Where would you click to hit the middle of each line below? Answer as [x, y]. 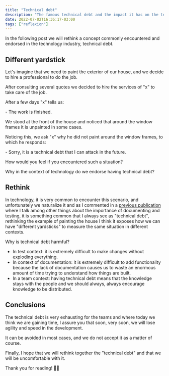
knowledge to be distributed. [42, 289]
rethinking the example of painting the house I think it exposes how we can [83, 221]
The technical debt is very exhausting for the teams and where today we [80, 317]
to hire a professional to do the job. [41, 77]
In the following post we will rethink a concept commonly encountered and [82, 38]
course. [13, 343]
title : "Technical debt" [31, 10]
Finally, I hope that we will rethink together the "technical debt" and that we [83, 353]
